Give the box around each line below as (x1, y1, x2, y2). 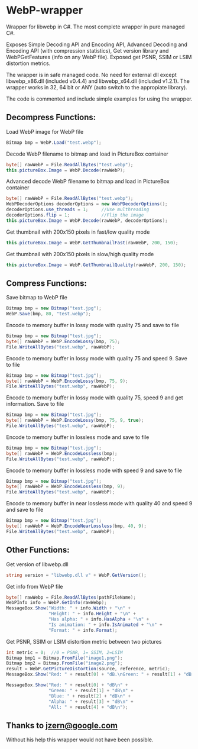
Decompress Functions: (6, 112, 96, 122)
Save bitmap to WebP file (6, 294, 68, 301)
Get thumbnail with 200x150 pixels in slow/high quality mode (6, 250, 154, 257)
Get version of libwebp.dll (6, 560, 69, 568)
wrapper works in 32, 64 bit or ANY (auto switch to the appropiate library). (6, 83, 187, 91)
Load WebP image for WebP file (6, 128, 84, 135)
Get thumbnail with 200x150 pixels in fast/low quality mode (6, 228, 150, 235)
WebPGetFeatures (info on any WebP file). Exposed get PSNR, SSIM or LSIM (6, 53, 192, 60)
